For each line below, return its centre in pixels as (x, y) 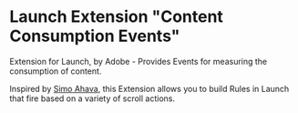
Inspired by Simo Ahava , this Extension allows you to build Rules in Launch (149, 88)
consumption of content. (56, 71)
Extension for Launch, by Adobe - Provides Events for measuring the (139, 61)
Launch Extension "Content (116, 17)
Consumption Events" (95, 36)
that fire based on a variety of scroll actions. (92, 98)
